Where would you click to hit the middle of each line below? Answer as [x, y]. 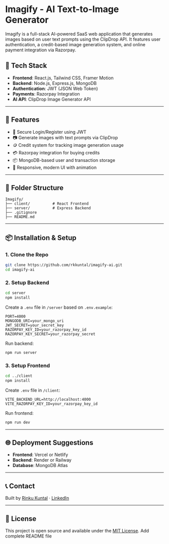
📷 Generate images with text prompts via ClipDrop [65, 137]
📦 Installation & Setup [41, 238]
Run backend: [20, 343]
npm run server [21, 352]
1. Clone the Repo [27, 254]
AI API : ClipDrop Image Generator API [52, 99]
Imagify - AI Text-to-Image [62, 9]
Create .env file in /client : [33, 390]
